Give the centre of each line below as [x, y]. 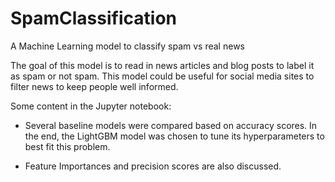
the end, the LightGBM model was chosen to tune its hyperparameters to [174, 136]
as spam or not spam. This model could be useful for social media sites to [162, 76]
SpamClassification [93, 18]
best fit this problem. [67, 146]
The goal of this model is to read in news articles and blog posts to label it [162, 65]
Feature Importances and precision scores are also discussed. [153, 166]
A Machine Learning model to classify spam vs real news [127, 46]
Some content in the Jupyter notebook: [91, 106]
